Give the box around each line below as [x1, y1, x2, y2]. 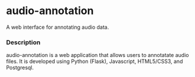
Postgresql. [6, 64, 34, 71]
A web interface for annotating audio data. [6, 24, 109, 31]
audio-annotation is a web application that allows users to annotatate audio [6, 52, 189, 59]
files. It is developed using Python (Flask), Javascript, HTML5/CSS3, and [6, 58, 183, 65]
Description [6, 38, 41, 46]
